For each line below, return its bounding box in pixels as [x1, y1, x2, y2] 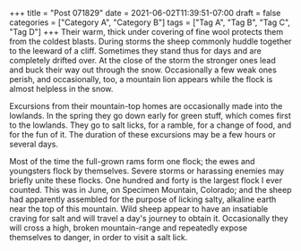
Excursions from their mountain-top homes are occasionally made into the [9, 101, 283, 111]
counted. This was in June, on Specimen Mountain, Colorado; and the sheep [9, 185, 292, 195]
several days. [9, 138, 59, 149]
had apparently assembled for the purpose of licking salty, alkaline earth [9, 194, 277, 205]
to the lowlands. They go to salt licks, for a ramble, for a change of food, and [9, 120, 292, 130]
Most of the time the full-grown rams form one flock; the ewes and [9, 156, 255, 166]
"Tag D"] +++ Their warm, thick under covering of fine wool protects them [9, 27, 284, 37]
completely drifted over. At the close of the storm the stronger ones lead [9, 55, 276, 65]
